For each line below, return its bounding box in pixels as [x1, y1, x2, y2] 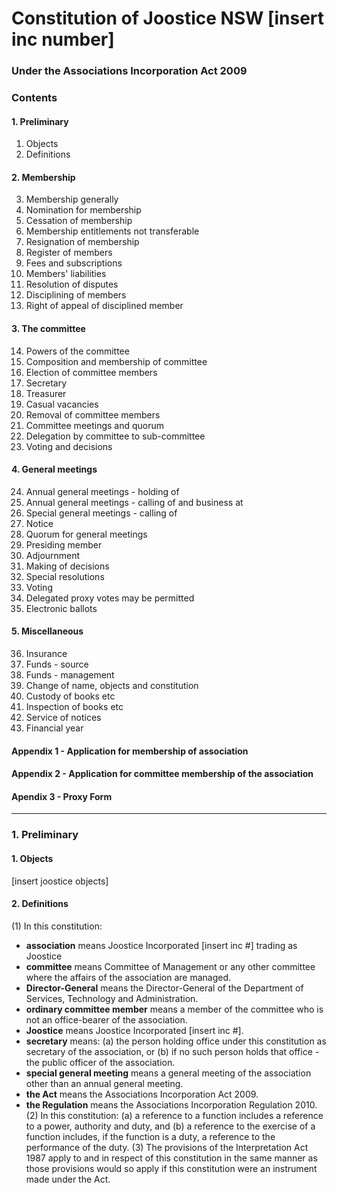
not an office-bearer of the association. [25, 1013, 188, 1026]
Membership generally [25, 193, 119, 206]
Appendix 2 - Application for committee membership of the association [11, 768, 314, 780]
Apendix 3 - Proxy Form [11, 790, 113, 802]
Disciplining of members [25, 289, 127, 301]
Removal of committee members [25, 408, 161, 421]
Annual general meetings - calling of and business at [25, 496, 244, 508]
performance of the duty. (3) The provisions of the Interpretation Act [25, 1141, 309, 1153]
